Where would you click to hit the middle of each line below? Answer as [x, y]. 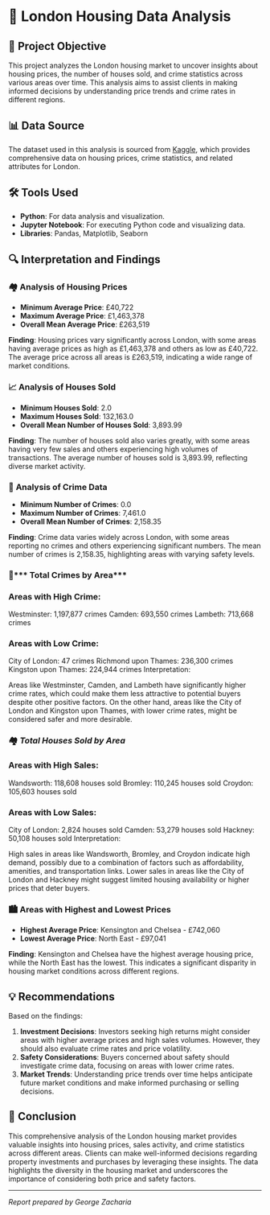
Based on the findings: [45, 1016]
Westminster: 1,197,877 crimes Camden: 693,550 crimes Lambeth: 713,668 [131, 614]
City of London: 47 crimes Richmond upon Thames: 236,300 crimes [121, 661]
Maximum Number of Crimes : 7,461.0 [83, 513]
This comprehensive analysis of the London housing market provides [123, 1136]
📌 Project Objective [57, 46]
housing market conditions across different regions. [94, 971]
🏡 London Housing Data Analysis [120, 16]
